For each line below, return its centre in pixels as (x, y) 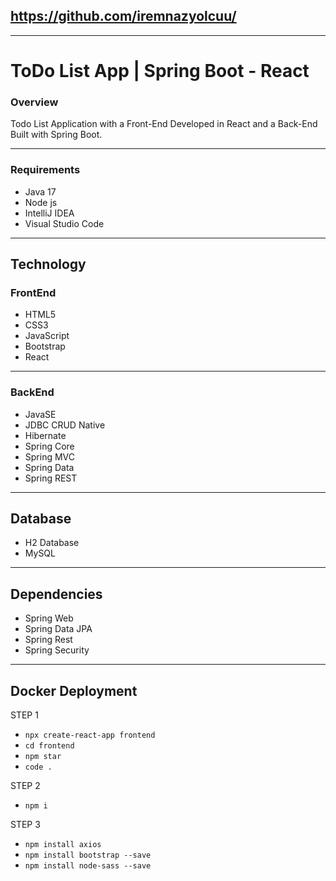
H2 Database (52, 543)
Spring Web (49, 618)
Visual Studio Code (64, 223)
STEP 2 (25, 786)
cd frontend (49, 746)
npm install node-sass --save (88, 866)
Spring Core (49, 446)
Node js (41, 202)
